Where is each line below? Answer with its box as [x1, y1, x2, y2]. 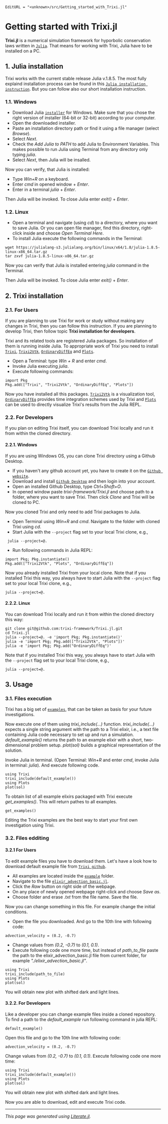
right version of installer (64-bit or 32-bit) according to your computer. [12, 115, 156, 121]
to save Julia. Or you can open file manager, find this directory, [12, 225, 140, 231]
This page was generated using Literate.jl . [5, 1113, 91, 1119]
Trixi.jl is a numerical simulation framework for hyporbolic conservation [5, 37, 151, 43]
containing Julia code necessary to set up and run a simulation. [5, 732, 134, 737]
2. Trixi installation [5, 292, 63, 300]
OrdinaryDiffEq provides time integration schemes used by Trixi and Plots [5, 396, 157, 402]
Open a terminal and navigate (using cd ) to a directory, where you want [12, 220, 158, 226]
